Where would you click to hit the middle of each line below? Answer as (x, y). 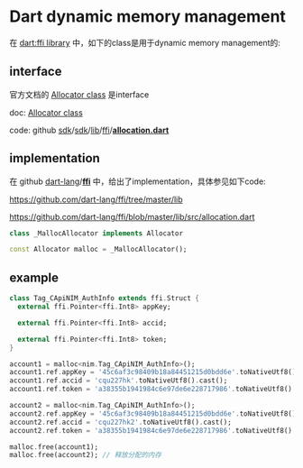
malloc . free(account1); (54, 447)
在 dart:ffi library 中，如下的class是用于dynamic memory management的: (145, 42)
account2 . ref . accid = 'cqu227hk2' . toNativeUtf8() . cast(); (120, 422)
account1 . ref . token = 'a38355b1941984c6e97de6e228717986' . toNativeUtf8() (151, 390)
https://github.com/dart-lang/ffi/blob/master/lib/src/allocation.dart (132, 216)
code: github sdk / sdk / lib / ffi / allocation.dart (89, 130)
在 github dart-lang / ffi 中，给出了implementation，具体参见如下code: (138, 181)
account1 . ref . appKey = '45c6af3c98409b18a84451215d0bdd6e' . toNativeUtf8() (153, 372)
